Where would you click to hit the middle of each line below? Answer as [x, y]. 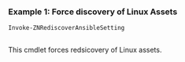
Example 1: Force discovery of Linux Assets [93, 12]
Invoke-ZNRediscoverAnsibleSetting [67, 28]
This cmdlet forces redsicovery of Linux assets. [85, 50]
